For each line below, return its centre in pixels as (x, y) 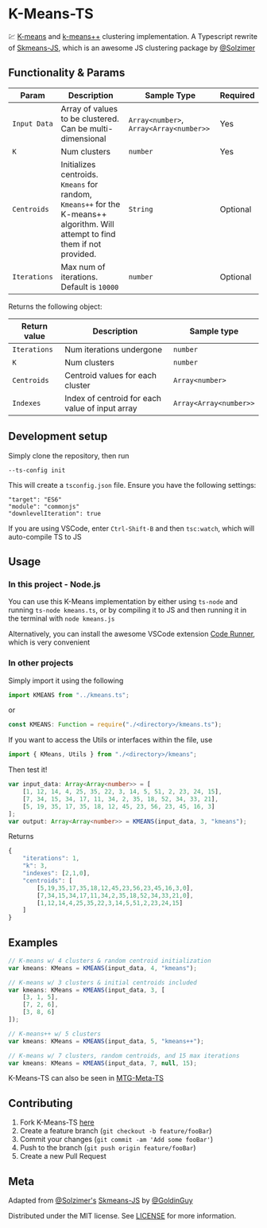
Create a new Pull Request (63, 1156)
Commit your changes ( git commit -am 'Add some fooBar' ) (116, 1140)
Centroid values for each (111, 375)
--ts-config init (37, 470)
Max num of (83, 267)
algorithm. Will (87, 224)
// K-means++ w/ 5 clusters (55, 1034)
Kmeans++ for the (91, 204)
